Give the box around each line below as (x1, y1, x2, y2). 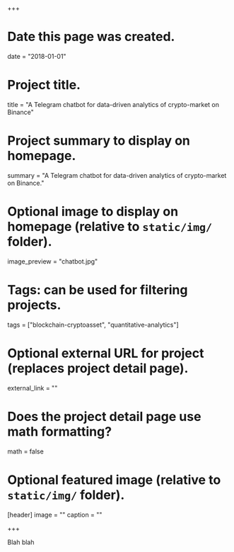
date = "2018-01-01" (7, 52, 66, 60)
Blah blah (7, 538, 35, 546)
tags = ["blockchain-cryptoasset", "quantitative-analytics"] (7, 320, 179, 329)
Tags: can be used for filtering (7, 281, 188, 298)
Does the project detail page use (7, 408, 201, 424)
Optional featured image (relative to (7, 472, 221, 488)
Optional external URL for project (7, 345, 204, 361)
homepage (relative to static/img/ (7, 219, 213, 235)
